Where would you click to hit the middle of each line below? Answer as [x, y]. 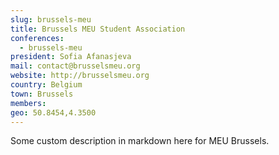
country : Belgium [46, 85]
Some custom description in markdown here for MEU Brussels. [140, 141]
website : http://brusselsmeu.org [80, 76]
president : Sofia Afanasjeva [71, 57]
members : [28, 103]
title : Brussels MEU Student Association [98, 29]
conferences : [37, 38]
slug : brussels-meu [51, 19]
